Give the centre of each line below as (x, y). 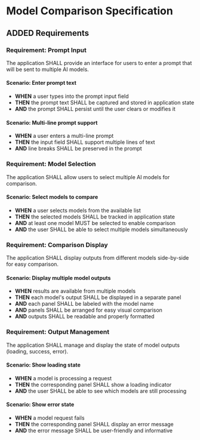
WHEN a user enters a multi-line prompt (64, 136)
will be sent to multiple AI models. (48, 69)
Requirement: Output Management (58, 332)
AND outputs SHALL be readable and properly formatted (84, 316)
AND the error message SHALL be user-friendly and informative (94, 430)
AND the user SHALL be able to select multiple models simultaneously (101, 229)
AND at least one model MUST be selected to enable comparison (95, 223)
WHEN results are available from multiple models (75, 291)
